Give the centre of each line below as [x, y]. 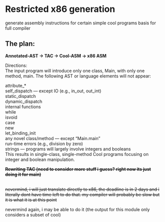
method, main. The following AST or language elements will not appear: [78, 76]
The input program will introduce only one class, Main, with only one [75, 71]
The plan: [20, 44]
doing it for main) [23, 174]
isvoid [11, 117]
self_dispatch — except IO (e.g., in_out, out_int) [53, 91]
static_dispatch [21, 96]
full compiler [18, 28]
